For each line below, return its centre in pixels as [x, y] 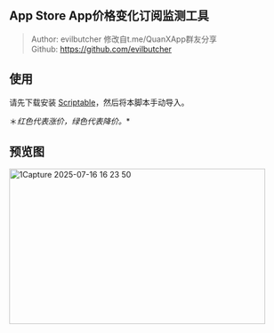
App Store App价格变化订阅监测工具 [109, 16]
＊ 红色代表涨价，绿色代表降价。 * [70, 121]
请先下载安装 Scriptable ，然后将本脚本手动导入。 [99, 102]
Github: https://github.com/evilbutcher [101, 49]
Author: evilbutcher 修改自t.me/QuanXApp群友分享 [124, 39]
